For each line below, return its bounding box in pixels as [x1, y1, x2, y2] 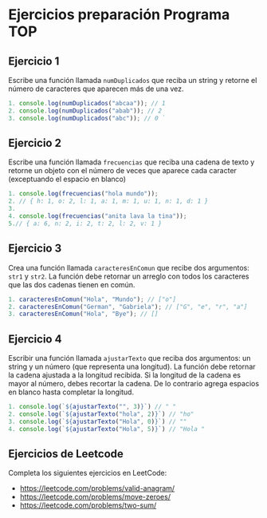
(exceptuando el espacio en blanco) [8, 174, 126, 184]
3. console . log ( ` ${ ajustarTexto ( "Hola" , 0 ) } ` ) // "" [8, 417, 187, 425]
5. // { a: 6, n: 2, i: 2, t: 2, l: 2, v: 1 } [8, 219, 162, 227]
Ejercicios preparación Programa [8, 6, 230, 24]
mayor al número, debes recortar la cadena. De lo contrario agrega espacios [8, 379, 260, 389]
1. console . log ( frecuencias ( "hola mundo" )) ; [8, 190, 159, 198]
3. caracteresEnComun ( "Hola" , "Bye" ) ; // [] [8, 310, 159, 318]
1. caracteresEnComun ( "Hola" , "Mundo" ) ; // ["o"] [8, 295, 177, 303]
